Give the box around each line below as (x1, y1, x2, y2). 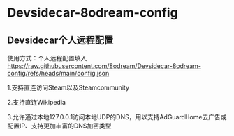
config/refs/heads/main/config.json (7, 69, 110, 77)
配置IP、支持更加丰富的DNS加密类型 (7, 121, 112, 130)
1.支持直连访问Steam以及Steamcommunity (7, 83, 130, 92)
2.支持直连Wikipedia (7, 99, 66, 106)
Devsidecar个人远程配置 (7, 34, 114, 46)
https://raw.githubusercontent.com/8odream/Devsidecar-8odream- (7, 62, 201, 70)
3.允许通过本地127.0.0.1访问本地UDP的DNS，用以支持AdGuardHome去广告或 (7, 113, 227, 121)
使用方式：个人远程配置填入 (7, 54, 87, 62)
